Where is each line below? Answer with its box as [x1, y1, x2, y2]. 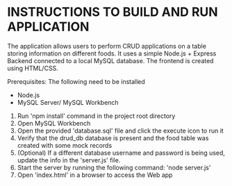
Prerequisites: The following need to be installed [7, 77, 146, 85]
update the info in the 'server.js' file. [17, 155, 121, 164]
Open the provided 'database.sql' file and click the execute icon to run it [17, 126, 224, 135]
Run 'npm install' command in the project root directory [17, 112, 176, 120]
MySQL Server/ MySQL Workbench [17, 98, 119, 106]
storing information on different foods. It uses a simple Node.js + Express [7, 49, 217, 58]
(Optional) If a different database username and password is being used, [17, 149, 226, 157]
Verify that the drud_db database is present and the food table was [17, 133, 209, 142]
